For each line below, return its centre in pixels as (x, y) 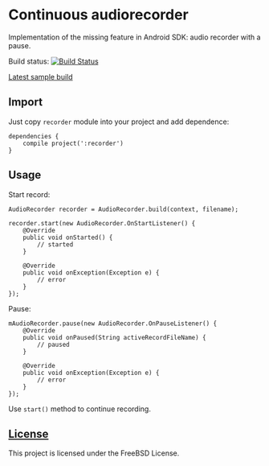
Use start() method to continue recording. (79, 409)
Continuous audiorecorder (98, 15)
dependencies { (34, 136)
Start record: (29, 194)
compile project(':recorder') (73, 143)
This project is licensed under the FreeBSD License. (94, 453)
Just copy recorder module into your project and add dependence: (119, 122)
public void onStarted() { (68, 237)
